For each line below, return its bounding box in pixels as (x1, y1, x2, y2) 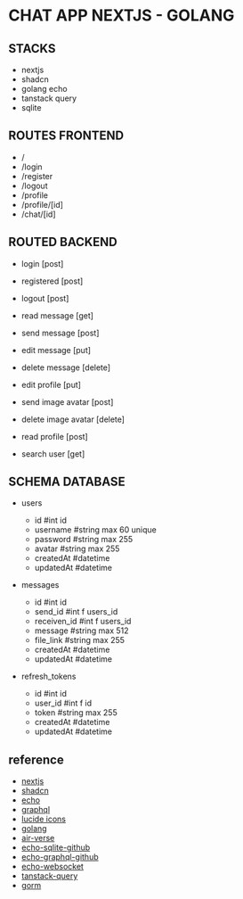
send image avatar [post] (20, 396, 114, 407)
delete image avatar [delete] (20, 414, 126, 425)
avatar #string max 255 (34, 543, 120, 554)
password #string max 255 (34, 534, 134, 545)
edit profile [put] (20, 379, 82, 390)
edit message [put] (20, 344, 91, 355)
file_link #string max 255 (34, 635, 126, 646)
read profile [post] (20, 431, 88, 441)
